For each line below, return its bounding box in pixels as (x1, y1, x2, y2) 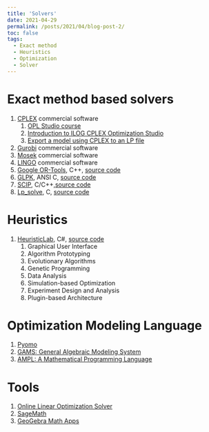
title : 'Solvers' (7, 10, 57, 17)
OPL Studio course (27, 122, 81, 130)
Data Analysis (27, 271, 67, 280)
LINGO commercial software (17, 158, 98, 167)
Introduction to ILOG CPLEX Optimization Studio (27, 129, 164, 137)
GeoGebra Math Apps (17, 417, 79, 425)
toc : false (7, 29, 39, 37)
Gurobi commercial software (17, 143, 99, 152)
